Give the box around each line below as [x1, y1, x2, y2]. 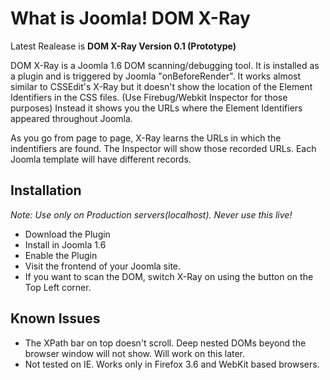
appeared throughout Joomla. [10, 112, 133, 124]
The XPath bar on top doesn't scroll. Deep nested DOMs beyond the [24, 337, 307, 349]
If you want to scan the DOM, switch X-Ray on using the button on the [24, 270, 314, 282]
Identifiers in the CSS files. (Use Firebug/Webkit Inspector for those [10, 91, 288, 103]
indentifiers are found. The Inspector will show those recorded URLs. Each [10, 142, 317, 154]
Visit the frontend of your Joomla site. [24, 260, 182, 272]
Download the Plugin [24, 228, 111, 240]
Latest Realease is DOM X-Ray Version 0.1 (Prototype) [10, 40, 237, 52]
